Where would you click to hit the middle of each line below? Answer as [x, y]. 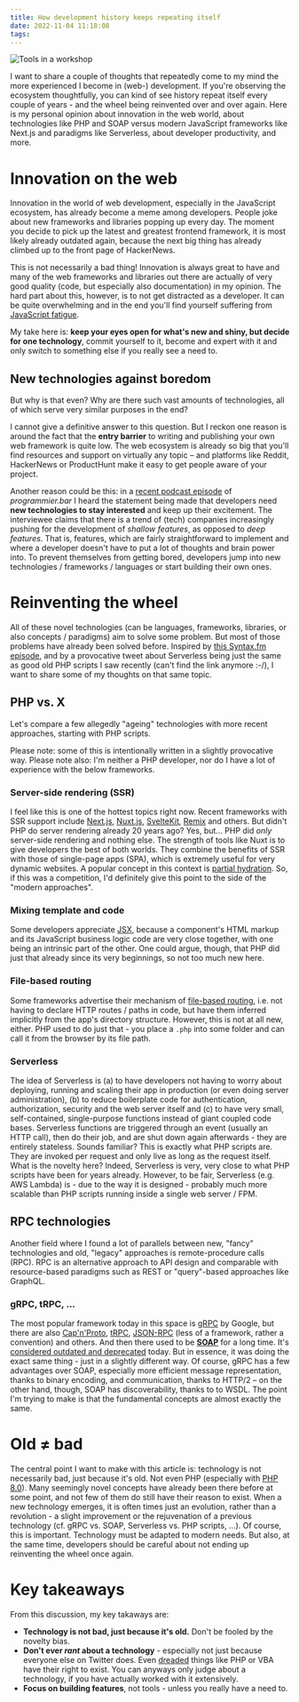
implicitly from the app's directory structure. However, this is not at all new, [147, 1019]
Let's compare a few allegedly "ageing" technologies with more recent [139, 723]
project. [24, 474]
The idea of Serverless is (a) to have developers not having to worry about [146, 1081]
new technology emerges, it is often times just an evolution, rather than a [143, 1506]
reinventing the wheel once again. [72, 1554]
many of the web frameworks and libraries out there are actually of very [142, 277]
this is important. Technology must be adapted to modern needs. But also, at [150, 1535]
